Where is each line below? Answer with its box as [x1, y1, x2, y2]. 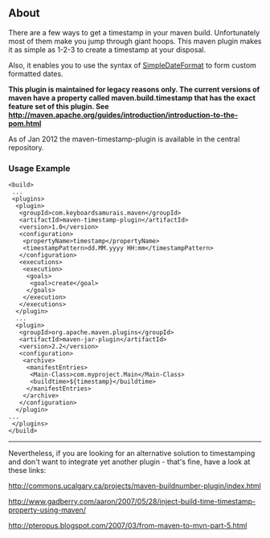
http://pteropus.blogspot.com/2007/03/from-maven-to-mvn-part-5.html [8, 521, 247, 531]
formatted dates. [8, 68, 63, 79]
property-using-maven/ [8, 505, 87, 515]
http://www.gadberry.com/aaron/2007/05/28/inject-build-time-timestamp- [8, 497, 256, 507]
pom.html [8, 118, 42, 128]
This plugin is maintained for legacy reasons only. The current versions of [8, 84, 260, 94]
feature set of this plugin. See [8, 101, 109, 111]
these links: [8, 466, 47, 475]
